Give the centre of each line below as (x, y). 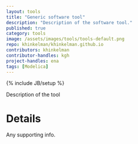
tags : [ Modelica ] (27, 66)
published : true (26, 28)
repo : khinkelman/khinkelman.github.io (55, 45)
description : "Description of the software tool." (69, 22)
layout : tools (23, 12)
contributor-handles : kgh (38, 55)
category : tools (26, 34)
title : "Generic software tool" (46, 17)
